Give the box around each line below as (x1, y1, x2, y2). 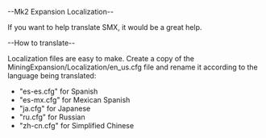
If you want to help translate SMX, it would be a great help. (7, 23, 202, 31)
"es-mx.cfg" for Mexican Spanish (19, 95, 131, 104)
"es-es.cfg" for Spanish (19, 86, 98, 96)
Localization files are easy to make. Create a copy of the (7, 54, 195, 63)
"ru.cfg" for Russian (19, 112, 85, 122)
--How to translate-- (7, 38, 76, 48)
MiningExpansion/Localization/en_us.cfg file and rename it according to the (7, 62, 259, 72)
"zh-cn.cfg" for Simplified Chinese (19, 121, 135, 130)
